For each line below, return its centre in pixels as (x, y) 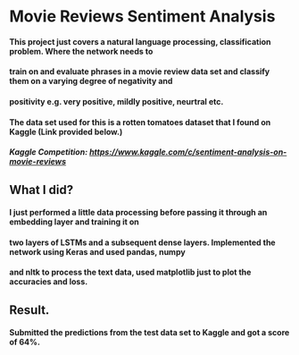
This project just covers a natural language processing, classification (140, 41)
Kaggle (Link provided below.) (66, 131)
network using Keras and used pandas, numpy (97, 251)
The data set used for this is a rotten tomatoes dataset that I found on (140, 122)
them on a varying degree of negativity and (91, 81)
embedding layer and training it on (75, 222)
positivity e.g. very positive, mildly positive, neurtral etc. (116, 101)
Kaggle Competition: (49, 152)
